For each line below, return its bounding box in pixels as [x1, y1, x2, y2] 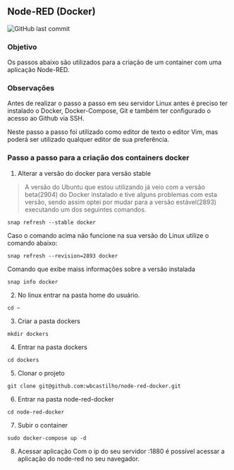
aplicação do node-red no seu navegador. [17, 454, 140, 463]
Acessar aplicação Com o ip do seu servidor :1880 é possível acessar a [17, 447, 226, 455]
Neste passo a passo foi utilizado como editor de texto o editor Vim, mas [7, 128, 218, 136]
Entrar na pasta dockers [17, 342, 88, 351]
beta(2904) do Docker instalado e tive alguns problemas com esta [24, 190, 217, 198]
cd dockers [7, 356, 39, 363]
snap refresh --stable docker [7, 219, 97, 226]
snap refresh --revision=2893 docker [7, 252, 118, 260]
